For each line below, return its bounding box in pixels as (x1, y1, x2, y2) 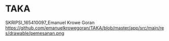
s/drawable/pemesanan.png (5, 30, 65, 36)
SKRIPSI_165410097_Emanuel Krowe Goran (5, 19, 95, 25)
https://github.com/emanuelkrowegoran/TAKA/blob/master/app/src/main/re (5, 24, 164, 30)
